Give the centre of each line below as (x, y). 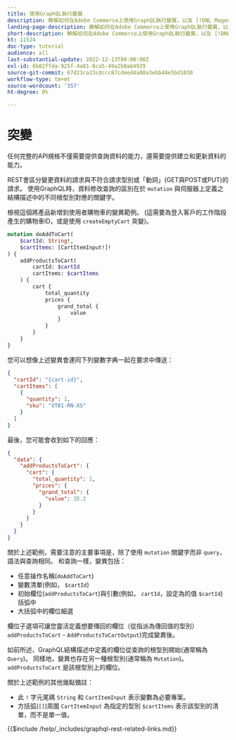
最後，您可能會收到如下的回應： (53, 439)
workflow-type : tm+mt (39, 79)
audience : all (28, 53)
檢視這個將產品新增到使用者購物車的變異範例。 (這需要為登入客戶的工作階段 (117, 212)
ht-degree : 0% (28, 92)
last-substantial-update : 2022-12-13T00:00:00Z (78, 60)
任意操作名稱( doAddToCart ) (55, 576)
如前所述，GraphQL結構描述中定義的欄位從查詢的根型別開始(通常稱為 (108, 649)
